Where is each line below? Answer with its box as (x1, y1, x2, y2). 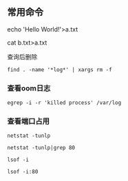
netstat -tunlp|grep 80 (7, 145, 76, 152)
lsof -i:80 (7, 169, 39, 176)
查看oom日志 (7, 83, 51, 93)
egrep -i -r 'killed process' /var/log (7, 99, 122, 106)
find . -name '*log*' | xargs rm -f (7, 66, 112, 73)
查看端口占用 (7, 117, 50, 126)
